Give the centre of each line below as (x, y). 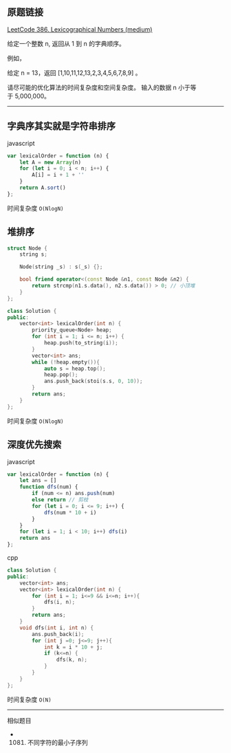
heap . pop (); (61, 375)
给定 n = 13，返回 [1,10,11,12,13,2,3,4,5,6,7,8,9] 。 (75, 73)
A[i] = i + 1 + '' (58, 175)
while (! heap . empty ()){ (66, 362)
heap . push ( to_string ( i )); (81, 343)
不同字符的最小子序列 (57, 742)
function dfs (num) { (49, 487)
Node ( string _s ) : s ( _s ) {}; (61, 267)
